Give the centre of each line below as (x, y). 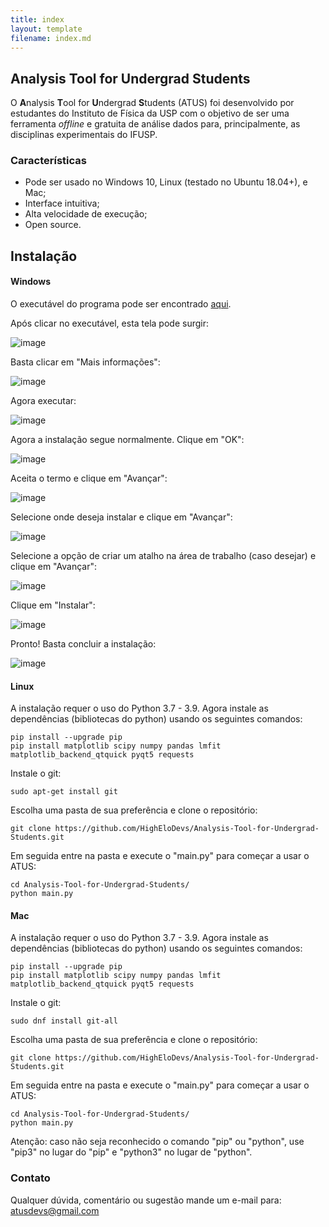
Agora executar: (43, 401)
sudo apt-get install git (64, 792)
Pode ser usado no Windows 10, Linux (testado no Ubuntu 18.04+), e (166, 182)
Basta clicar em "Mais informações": (85, 362)
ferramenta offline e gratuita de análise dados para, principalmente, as (155, 124)
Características (48, 161)
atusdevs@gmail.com (55, 1210)
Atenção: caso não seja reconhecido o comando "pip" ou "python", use (157, 1142)
